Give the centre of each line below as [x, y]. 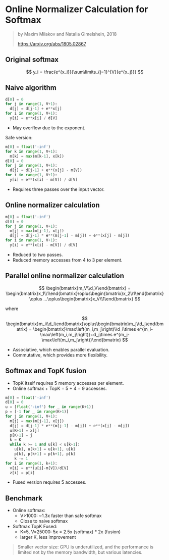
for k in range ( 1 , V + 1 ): [31, 151]
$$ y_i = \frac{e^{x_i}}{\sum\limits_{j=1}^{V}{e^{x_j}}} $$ [85, 72]
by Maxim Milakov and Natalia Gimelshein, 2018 [67, 34]
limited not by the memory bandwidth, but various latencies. [80, 552]
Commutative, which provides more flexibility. [60, 355]
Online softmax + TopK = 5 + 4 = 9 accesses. [60, 388]
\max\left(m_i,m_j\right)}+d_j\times [76, 334]
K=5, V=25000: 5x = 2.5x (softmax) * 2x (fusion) [70, 532]
